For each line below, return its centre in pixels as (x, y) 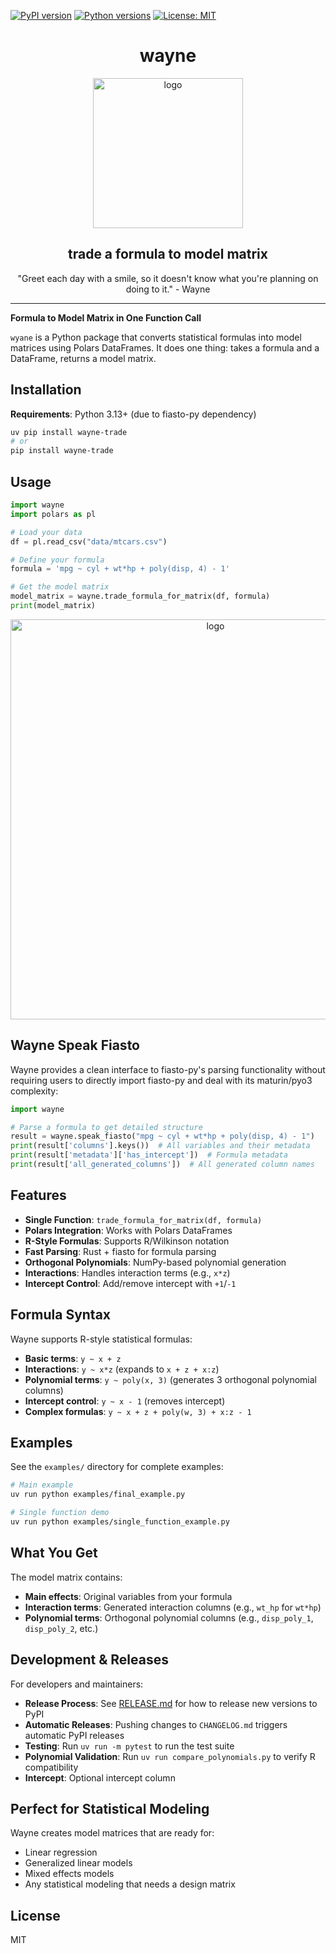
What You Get (54, 1553)
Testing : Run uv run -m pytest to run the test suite (129, 1746)
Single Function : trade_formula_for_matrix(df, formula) (143, 1219)
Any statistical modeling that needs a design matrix (130, 1884)
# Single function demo (60, 1513)
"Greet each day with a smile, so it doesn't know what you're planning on (168, 278)
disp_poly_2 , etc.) (61, 1628)
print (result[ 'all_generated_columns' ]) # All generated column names (162, 1165)
